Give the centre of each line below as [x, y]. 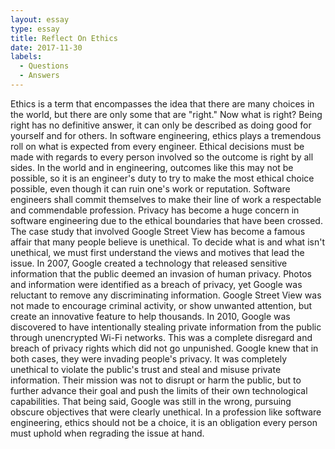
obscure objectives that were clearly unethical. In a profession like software [166, 412]
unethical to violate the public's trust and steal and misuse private [146, 369]
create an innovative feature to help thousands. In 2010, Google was [150, 316]
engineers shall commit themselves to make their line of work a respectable [166, 199]
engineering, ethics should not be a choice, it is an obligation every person [164, 422]
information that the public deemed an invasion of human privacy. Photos [161, 273]
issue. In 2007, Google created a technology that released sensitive [149, 263]
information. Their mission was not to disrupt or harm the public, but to [156, 380]
